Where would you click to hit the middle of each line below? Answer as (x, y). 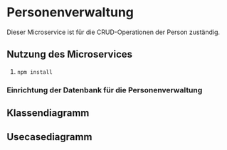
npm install (35, 72)
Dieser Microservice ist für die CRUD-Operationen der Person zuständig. (114, 32)
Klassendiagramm (48, 113)
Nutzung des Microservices (70, 54)
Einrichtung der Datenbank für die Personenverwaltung (105, 90)
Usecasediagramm (49, 137)
